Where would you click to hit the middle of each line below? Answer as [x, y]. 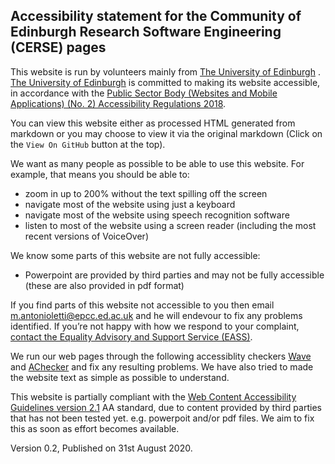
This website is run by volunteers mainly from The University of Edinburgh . [165, 71]
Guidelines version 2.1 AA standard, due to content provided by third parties [166, 407]
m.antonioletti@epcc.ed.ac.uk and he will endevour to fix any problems [156, 315]
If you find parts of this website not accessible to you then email [142, 305]
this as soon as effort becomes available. [95, 428]
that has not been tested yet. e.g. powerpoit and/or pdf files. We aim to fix [162, 418]
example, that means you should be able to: [100, 174]
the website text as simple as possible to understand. [120, 377]
